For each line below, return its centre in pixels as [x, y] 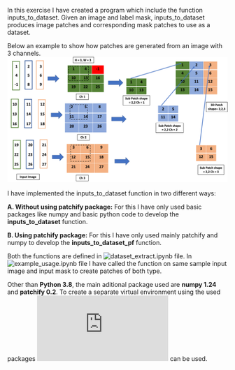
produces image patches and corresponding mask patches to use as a [109, 25]
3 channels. [24, 53]
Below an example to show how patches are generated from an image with [115, 46]
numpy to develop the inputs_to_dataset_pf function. [85, 242]
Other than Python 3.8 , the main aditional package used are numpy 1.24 [112, 284]
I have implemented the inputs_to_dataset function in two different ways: [112, 193]
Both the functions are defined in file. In [100, 256]
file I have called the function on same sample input [152, 263]
